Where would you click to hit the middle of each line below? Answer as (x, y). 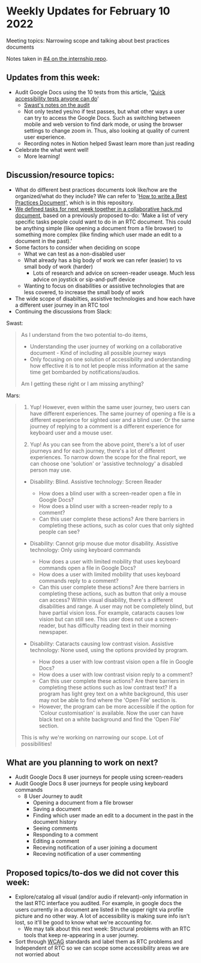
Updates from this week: (53, 77)
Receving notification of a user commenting (87, 854)
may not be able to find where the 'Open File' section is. (108, 700)
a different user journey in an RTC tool (62, 305)
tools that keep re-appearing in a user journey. (81, 935)
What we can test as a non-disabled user (75, 254)
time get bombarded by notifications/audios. (85, 372)
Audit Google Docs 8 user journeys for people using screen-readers (99, 777)
